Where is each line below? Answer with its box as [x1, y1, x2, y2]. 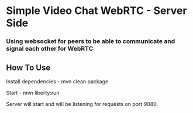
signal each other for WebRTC [6, 45, 94, 53]
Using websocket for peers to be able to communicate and [6, 37, 175, 45]
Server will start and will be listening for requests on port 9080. [6, 100, 158, 107]
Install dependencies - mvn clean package [6, 77, 109, 85]
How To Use [6, 62, 51, 72]
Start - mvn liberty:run [6, 89, 60, 96]
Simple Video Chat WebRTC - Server [6, 4, 187, 17]
